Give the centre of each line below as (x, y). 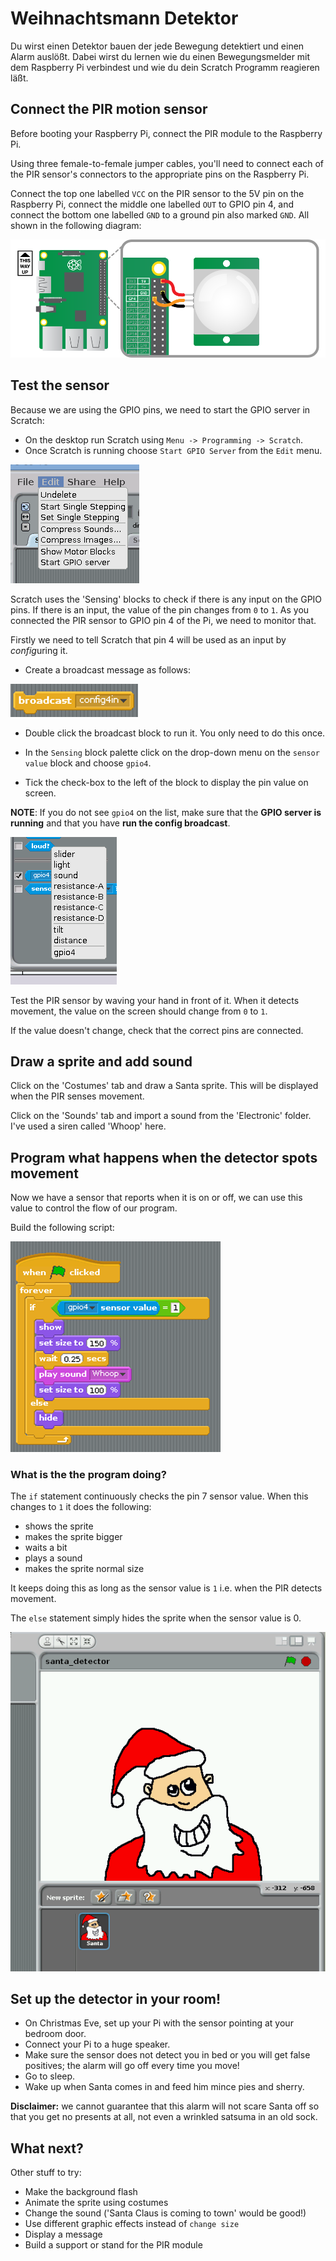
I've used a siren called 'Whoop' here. (88, 1126)
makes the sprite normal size (84, 1569)
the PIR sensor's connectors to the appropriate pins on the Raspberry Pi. (160, 174)
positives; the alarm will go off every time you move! (132, 2066)
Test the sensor (60, 385)
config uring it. (39, 650)
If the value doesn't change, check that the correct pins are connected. (157, 1030)
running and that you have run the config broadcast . (120, 823)
